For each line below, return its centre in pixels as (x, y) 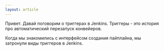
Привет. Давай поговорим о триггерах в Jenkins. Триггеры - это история (82, 23)
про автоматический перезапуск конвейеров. (53, 28)
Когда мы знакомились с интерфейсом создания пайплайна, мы (73, 38)
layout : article (22, 9)
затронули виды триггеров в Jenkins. (44, 43)
